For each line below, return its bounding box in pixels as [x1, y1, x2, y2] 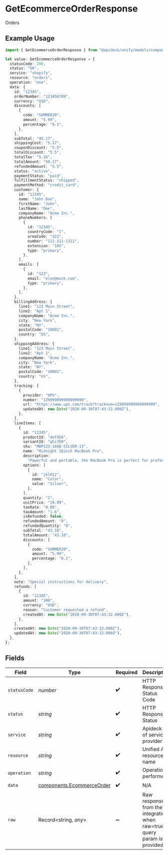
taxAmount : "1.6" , [23, 509, 61, 515]
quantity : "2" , [23, 495, 55, 500]
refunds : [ [14, 584, 37, 589]
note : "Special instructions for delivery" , [14, 579, 108, 584]
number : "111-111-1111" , [27, 238, 79, 243]
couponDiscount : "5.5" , [14, 145, 64, 151]
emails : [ [18, 262, 39, 267]
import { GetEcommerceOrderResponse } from [5, 47, 97, 53]
